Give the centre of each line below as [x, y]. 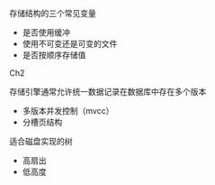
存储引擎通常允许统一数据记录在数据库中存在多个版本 [108, 92]
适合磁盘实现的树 [41, 141]
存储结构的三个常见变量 [53, 13]
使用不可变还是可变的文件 [70, 44]
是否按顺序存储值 [54, 55]
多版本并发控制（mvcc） [68, 111]
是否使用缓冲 [46, 32]
